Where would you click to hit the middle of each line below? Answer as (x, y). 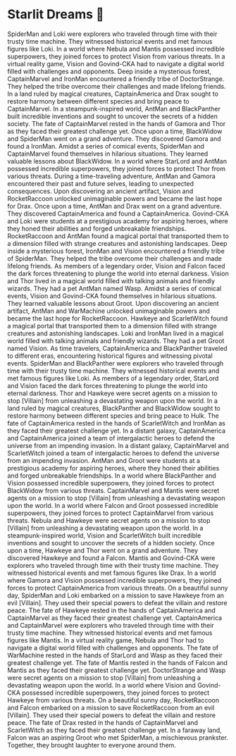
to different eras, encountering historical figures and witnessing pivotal (110, 356)
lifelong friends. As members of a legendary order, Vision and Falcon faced (116, 266)
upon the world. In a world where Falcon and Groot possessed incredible (113, 505)
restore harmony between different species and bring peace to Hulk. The (113, 416)
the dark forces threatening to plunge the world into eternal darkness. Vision (118, 273)
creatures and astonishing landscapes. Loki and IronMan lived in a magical (116, 333)
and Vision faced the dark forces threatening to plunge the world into (107, 385)
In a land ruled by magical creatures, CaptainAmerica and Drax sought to (113, 94)
